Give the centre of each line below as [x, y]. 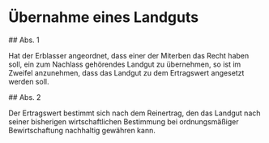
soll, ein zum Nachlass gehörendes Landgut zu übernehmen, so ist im [125, 64]
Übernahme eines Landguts [104, 17]
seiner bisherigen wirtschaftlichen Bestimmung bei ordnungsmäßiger [124, 121]
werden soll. [29, 81]
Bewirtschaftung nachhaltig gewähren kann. [82, 130]
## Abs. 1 [24, 40]
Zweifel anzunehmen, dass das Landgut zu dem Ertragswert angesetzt [126, 72]
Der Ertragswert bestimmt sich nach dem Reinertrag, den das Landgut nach [134, 113]
